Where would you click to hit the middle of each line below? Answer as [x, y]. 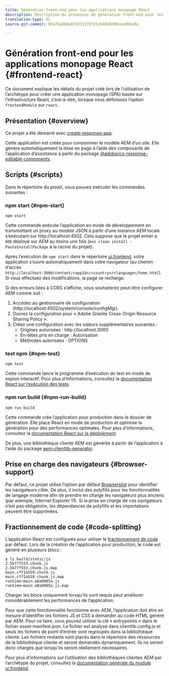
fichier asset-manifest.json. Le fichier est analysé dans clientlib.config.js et [83, 626]
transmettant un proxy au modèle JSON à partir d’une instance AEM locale [82, 231]
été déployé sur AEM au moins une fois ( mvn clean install [66, 242]
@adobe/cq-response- [124, 154]
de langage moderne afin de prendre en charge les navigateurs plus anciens [84, 495]
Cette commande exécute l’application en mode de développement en [78, 225]
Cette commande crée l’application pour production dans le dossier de [78, 417]
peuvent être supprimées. [32, 511]
